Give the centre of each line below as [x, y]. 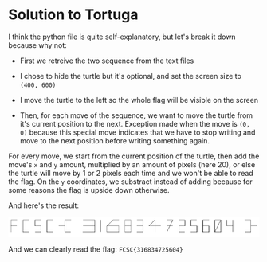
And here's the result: [44, 205]
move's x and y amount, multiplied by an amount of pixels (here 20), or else [132, 164]
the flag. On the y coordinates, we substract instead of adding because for [130, 182]
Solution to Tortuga [73, 15]
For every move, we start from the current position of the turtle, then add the [134, 156]
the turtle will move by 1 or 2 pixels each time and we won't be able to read [131, 173]
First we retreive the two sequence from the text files [107, 61]
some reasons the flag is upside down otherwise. [89, 190]
